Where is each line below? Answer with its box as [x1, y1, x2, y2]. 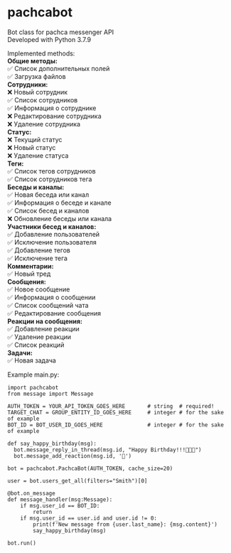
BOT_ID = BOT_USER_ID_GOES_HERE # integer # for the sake [7, 421, 224, 429]
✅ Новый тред [7, 269, 51, 278]
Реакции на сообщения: [7, 317, 83, 326]
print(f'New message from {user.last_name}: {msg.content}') [33, 520, 218, 528]
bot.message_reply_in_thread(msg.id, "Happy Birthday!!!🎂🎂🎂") [14, 446, 202, 453]
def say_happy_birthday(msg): [7, 440, 97, 447]
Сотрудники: [7, 80, 48, 89]
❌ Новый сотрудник [7, 87, 68, 96]
